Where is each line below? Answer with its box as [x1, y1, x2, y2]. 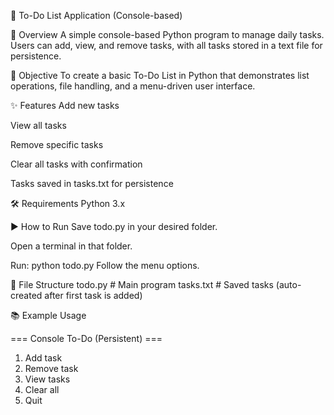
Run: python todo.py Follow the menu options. [10, 260, 200, 271]
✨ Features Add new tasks [10, 100, 120, 111]
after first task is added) [44, 290, 143, 301]
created [10, 290, 43, 301]
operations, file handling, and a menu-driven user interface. [10, 80, 256, 92]
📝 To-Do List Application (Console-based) [10, 10, 183, 21]
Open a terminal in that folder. [10, 240, 133, 252]
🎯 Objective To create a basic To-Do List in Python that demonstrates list [10, 70, 310, 81]
